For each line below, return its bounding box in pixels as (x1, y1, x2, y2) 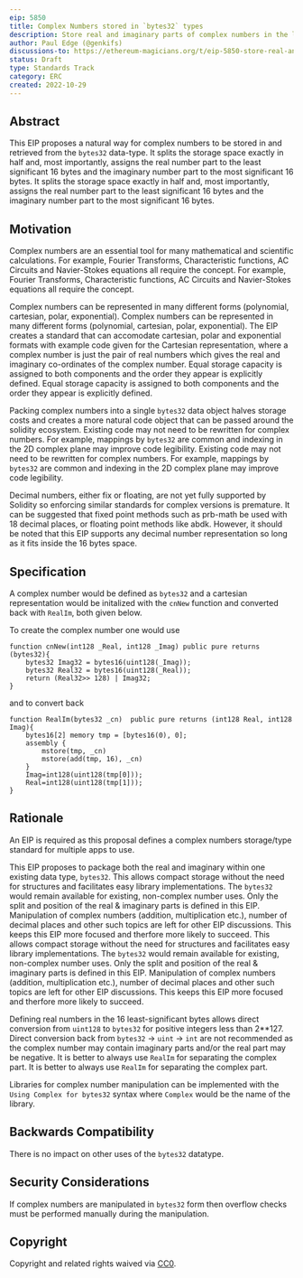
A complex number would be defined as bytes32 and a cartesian (9, 588, 248, 599)
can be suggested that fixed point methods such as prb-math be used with (9, 509, 288, 520)
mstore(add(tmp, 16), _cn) (41, 755, 143, 764)
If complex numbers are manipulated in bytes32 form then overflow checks (9, 1199, 287, 1209)
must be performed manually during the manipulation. (9, 1208, 210, 1219)
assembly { (25, 739, 67, 748)
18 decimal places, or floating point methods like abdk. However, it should (9, 518, 283, 529)
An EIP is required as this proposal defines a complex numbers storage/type (9, 835, 292, 845)
